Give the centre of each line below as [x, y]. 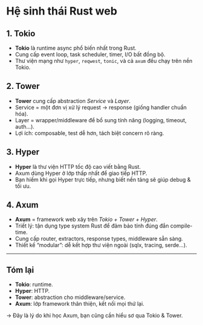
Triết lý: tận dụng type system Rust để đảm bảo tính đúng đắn [92, 226]
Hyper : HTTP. [32, 291]
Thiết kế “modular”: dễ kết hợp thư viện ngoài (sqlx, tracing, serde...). [101, 245]
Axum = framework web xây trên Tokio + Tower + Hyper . [86, 220]
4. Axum [22, 205]
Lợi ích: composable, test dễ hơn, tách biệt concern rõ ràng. [89, 133]
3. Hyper [23, 152]
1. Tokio [21, 34]
